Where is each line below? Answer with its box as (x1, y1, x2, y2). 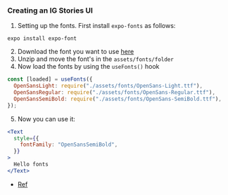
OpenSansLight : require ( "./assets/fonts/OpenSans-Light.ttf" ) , (13, 83, 203, 90)
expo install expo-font (7, 35, 77, 42)
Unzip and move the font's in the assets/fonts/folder (17, 55, 174, 63)
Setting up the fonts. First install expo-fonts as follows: (17, 22, 176, 30)
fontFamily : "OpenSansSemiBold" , (20, 141, 118, 149)
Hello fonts (13, 161, 49, 168)
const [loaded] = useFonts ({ (7, 76, 93, 83)
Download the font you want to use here (17, 48, 134, 56)
